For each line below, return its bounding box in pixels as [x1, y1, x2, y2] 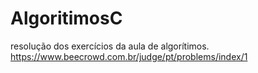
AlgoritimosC [10, 7, 123, 30]
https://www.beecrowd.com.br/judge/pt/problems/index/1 [10, 50, 248, 62]
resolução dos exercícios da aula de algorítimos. [10, 40, 210, 52]
